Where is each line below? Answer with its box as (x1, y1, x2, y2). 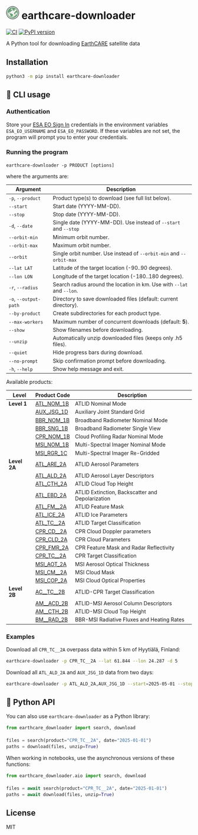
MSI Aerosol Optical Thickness (75, 560, 150, 567)
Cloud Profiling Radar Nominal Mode (75, 433, 163, 440)
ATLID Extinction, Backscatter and (75, 488, 157, 495)
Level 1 (8, 400, 28, 407)
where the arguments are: (6, 172, 69, 180)
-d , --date (8, 222, 33, 229)
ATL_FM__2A (35, 503, 67, 510)
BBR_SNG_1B (35, 425, 68, 432)
